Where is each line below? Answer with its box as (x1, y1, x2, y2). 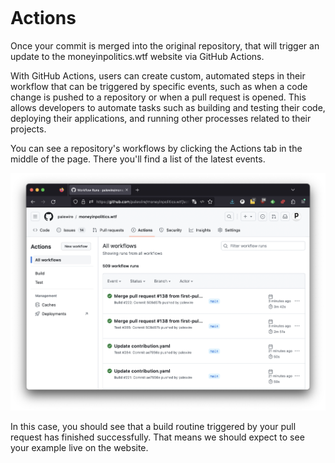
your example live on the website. (10, 442, 149, 454)
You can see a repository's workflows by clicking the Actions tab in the (10, 142, 303, 154)
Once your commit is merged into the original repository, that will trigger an (10, 39, 320, 52)
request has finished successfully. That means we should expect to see (10, 431, 305, 443)
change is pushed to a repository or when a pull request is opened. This (10, 91, 307, 103)
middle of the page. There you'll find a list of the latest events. (10, 153, 266, 165)
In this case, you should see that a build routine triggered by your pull (10, 421, 297, 433)
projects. (10, 123, 47, 135)
